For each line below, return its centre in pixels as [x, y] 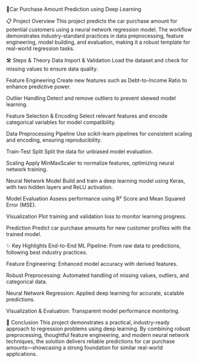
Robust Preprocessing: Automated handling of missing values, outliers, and [98, 275]
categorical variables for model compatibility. [61, 122]
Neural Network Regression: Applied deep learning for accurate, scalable [95, 293]
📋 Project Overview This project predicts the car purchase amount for [92, 21]
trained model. [24, 234]
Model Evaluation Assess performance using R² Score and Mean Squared [96, 198]
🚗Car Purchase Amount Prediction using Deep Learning [74, 9]
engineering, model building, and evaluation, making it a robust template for [98, 42]
